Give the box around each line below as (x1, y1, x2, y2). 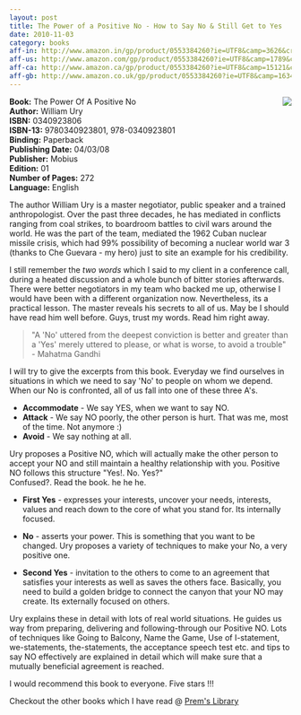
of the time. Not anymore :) (21, 421, 123, 432)
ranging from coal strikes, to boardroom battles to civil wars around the (9, 218, 272, 229)
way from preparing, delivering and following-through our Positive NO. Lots (9, 623, 288, 633)
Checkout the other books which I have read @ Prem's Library (9, 695, 239, 706)
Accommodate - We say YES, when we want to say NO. (21, 402, 230, 413)
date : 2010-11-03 (9, 30, 74, 39)
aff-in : (9, 47, 39, 56)
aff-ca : (9, 64, 39, 73)
